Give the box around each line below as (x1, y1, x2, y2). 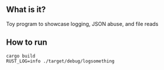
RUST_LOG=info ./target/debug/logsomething (6, 58, 115, 64)
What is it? (6, 5, 46, 15)
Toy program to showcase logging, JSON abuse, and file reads (6, 20, 159, 27)
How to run (6, 38, 48, 48)
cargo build (6, 53, 35, 59)
